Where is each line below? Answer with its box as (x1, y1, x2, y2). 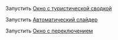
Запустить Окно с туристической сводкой (5, 5, 112, 12)
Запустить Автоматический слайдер (5, 16, 98, 23)
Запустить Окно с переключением (5, 27, 93, 34)
